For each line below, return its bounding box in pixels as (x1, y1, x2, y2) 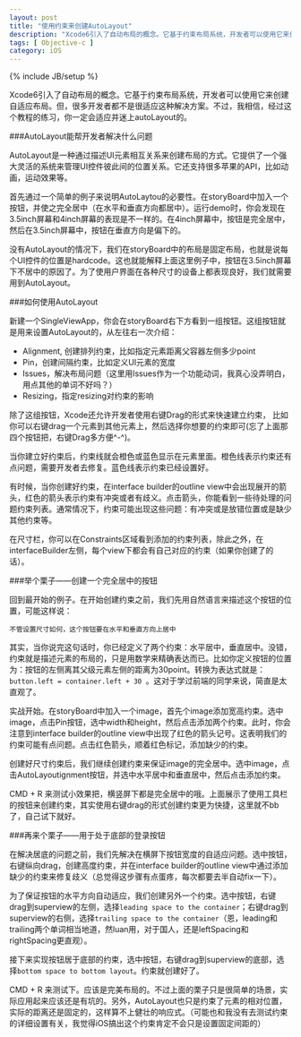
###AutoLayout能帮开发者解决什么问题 (9, 131, 153, 141)
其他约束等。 (9, 515, 56, 526)
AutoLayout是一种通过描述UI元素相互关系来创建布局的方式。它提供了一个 (9, 150, 279, 161)
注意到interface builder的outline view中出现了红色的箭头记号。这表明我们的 (9, 728, 288, 739)
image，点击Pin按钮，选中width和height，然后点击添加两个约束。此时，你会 (9, 717, 291, 728)
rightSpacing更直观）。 (9, 935, 92, 946)
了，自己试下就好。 (9, 811, 81, 822)
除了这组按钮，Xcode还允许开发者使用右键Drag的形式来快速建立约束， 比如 (9, 409, 289, 421)
